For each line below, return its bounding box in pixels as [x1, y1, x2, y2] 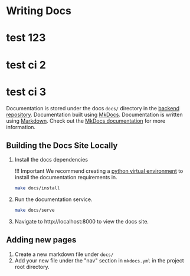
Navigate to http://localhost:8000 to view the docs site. [14, 218, 149, 225]
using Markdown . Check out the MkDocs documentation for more [6, 117, 166, 124]
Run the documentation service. [14, 196, 93, 203]
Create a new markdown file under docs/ [14, 251, 114, 258]
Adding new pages [6, 235, 77, 245]
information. [6, 123, 36, 130]
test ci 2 [6, 58, 46, 71]
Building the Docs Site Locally [6, 140, 118, 150]
